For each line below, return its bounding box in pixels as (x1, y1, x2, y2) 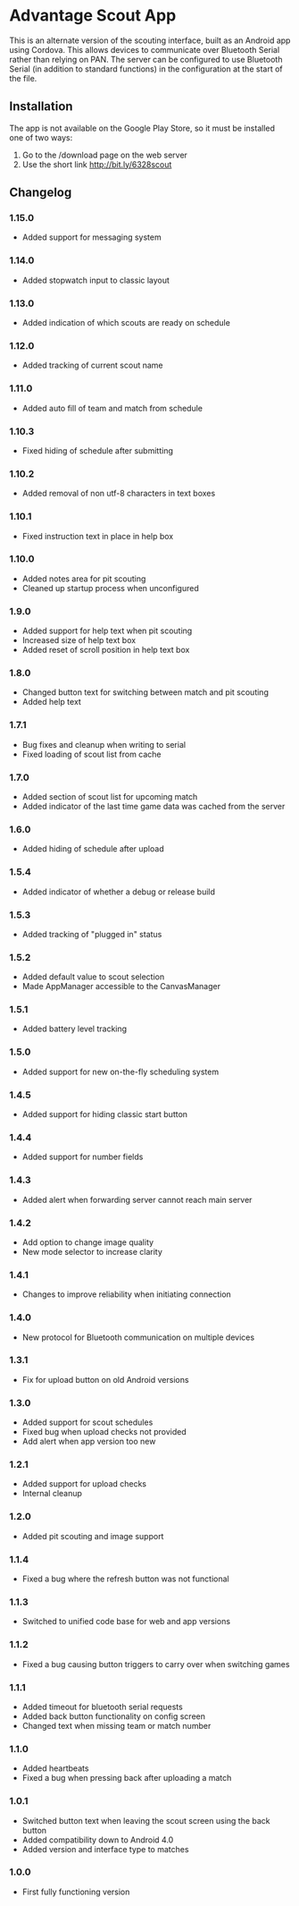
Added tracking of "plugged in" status (21, 928, 162, 939)
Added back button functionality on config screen (21, 1710, 205, 1722)
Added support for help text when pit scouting (21, 625, 193, 636)
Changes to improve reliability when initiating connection (21, 1289, 232, 1300)
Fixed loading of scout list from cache (21, 749, 162, 759)
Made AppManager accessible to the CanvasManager (21, 981, 221, 992)
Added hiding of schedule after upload (21, 843, 164, 854)
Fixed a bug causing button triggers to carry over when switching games (21, 1658, 290, 1669)
